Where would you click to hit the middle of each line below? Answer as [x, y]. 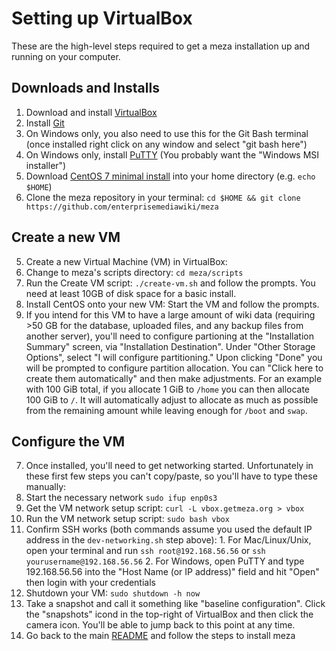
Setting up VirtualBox [102, 18]
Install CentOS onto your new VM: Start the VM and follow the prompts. [172, 304]
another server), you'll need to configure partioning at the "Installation [169, 336]
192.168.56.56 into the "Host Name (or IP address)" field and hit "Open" [172, 572]
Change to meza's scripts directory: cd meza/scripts [134, 272]
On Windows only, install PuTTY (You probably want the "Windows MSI [172, 154]
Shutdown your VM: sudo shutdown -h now [113, 593]
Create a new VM [66, 237]
